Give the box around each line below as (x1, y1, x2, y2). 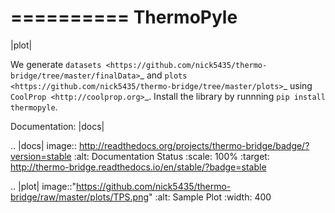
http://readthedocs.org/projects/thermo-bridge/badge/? (78, 139, 310, 151)
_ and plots (139, 69, 188, 81)
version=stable (10, 150, 72, 162)
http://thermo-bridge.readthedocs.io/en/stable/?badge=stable (10, 161, 267, 173)
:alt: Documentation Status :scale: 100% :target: (73, 150, 270, 162)
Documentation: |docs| (10, 120, 105, 132)
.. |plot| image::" (10, 180, 77, 192)
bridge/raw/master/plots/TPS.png (10, 191, 149, 203)
